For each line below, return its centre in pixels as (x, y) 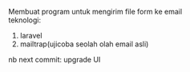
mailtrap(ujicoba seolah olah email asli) (84, 44)
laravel (31, 36)
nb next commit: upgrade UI (55, 60)
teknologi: (25, 20)
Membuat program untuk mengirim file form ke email (95, 12)
